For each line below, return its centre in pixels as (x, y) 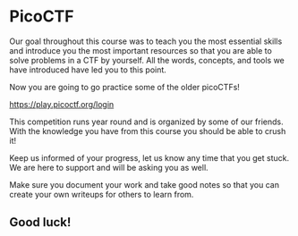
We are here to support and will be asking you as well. (109, 167)
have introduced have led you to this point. (88, 70)
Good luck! (40, 222)
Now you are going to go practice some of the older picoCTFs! (124, 87)
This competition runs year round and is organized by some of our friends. (146, 122)
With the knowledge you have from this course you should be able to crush (148, 131)
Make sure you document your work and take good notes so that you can (145, 184)
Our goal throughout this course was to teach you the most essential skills (146, 41)
